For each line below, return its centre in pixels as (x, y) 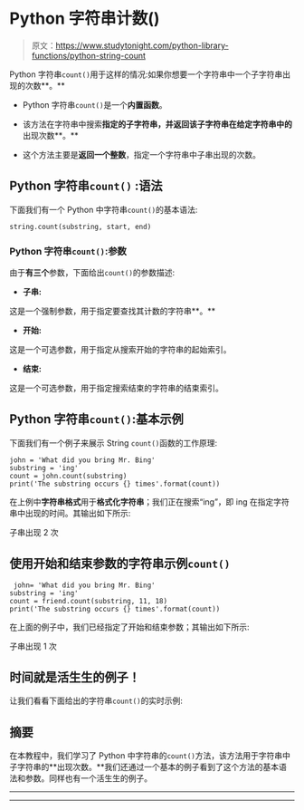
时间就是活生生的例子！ (75, 677)
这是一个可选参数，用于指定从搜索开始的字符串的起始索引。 (120, 350)
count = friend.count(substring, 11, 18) (89, 601)
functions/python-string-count (89, 55)
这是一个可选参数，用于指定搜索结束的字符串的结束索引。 (116, 388)
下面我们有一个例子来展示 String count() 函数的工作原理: (114, 443)
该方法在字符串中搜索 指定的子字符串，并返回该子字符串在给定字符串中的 (157, 124)
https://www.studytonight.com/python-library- (142, 45)
